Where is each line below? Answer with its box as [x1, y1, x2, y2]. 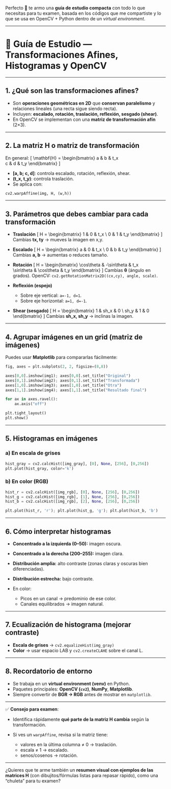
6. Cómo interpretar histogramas [5, 527, 111, 536]
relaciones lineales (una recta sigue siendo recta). [12, 105, 118, 112]
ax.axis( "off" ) [14, 401, 47, 406]
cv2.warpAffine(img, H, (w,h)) [5, 191, 72, 196]
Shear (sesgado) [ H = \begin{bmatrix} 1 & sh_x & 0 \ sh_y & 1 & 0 [12, 308, 150, 314]
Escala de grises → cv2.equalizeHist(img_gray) [12, 642, 115, 648]
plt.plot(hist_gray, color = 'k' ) [5, 466, 74, 471]
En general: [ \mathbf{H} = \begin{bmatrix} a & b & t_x [5, 155, 119, 161]
